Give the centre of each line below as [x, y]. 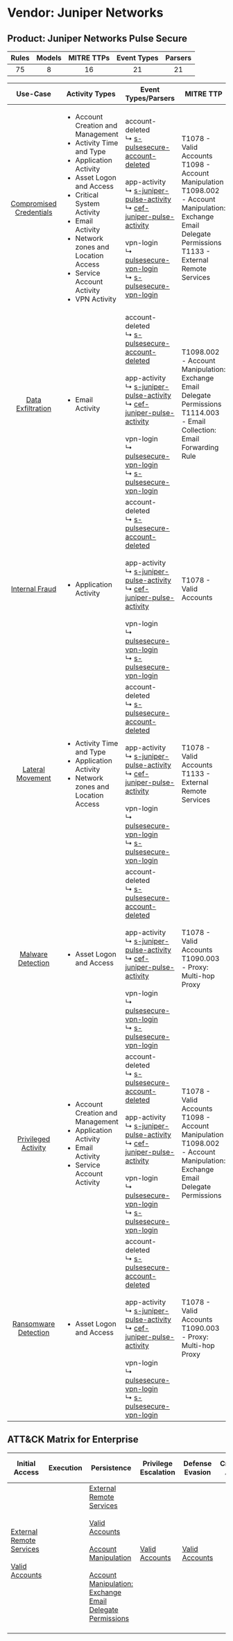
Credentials [34, 212]
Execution [65, 1467]
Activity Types [91, 94]
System [88, 204]
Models [49, 58]
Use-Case [34, 94]
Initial [26, 1463]
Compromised [34, 204]
